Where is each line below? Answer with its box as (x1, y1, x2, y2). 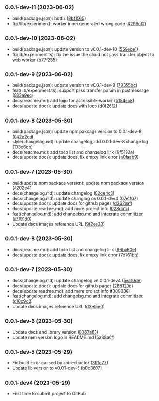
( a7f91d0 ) (12, 216, 32, 222)
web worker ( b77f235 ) (12, 57, 57, 62)
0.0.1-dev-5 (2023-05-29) (5, 348, 73, 355)
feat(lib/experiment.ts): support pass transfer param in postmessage (12, 87, 149, 93)
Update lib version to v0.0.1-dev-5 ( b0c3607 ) (12, 365, 102, 371)
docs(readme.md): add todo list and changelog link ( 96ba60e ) (12, 247, 137, 252)
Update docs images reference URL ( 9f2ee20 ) (12, 221, 105, 227)
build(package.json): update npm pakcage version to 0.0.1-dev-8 (12, 128, 142, 135)
